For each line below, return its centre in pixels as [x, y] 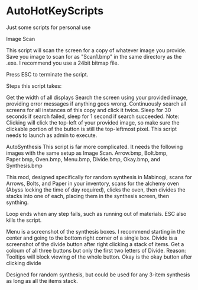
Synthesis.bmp [24, 165]
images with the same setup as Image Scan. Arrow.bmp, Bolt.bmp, [87, 153]
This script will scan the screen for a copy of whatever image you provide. [96, 50]
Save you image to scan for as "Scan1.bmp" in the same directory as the [94, 56]
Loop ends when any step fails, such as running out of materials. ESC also [96, 213]
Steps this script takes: [34, 86]
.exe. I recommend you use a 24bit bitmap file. [63, 63]
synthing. [17, 202]
